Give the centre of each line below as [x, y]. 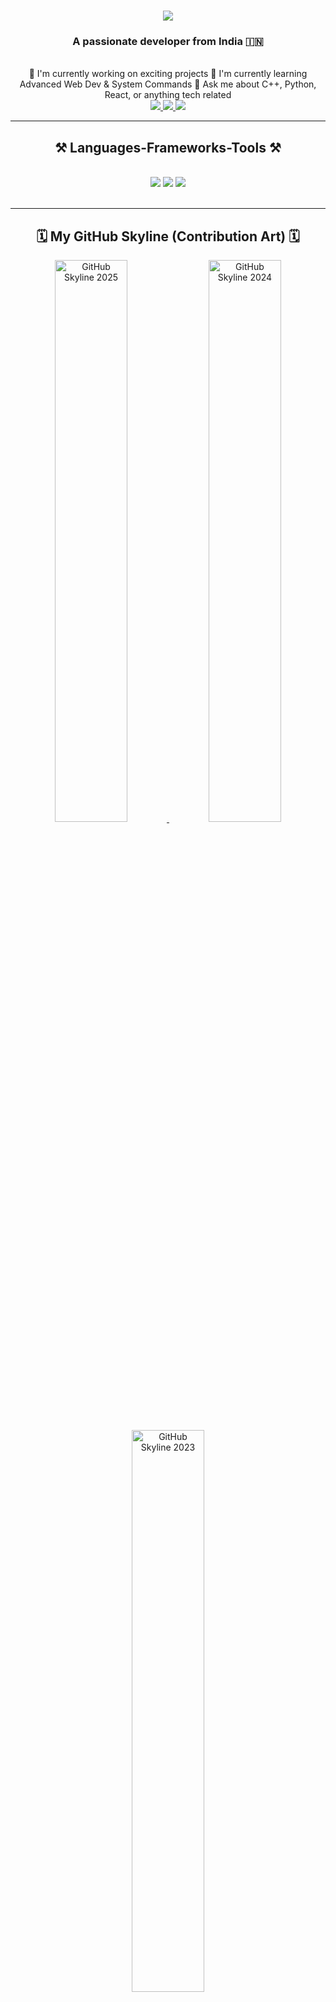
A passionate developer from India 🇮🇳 [168, 42]
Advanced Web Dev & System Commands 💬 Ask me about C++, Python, [168, 84]
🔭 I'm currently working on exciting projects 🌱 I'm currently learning [168, 74]
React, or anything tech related [168, 95]
